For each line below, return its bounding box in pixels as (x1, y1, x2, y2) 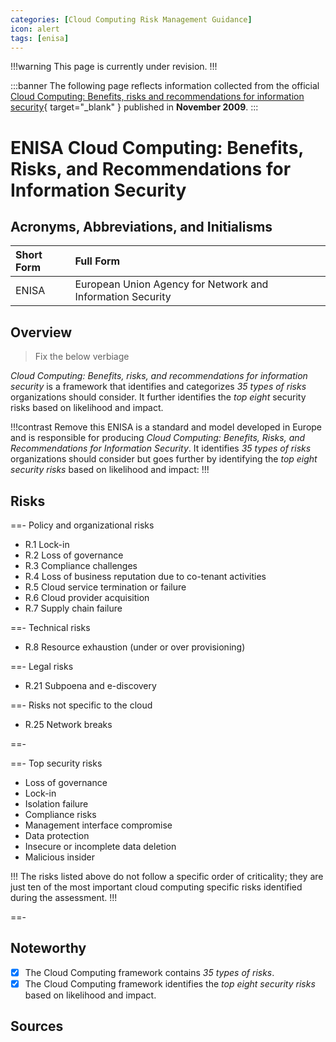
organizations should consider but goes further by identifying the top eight (10, 453, 318, 465)
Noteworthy (10, 940, 87, 957)
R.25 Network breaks (24, 719, 113, 730)
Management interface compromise (24, 819, 173, 831)
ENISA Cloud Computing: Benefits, (10, 136, 304, 159)
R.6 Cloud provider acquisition (24, 592, 150, 603)
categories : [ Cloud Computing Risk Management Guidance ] (10, 14, 253, 25)
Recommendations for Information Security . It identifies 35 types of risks (10, 442, 312, 455)
